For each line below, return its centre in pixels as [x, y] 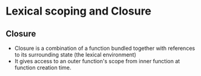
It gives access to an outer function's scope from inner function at [97, 61]
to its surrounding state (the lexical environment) [75, 55]
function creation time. [43, 67]
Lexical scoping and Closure [79, 11]
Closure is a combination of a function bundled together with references [105, 48]
